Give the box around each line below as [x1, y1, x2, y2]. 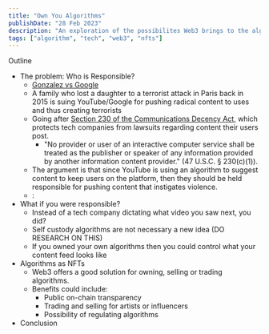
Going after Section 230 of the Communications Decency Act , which [31, 114, 259, 124]
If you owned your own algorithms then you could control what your [31, 242, 256, 252]
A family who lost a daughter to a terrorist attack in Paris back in [31, 89, 244, 99]
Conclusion [19, 318, 58, 328]
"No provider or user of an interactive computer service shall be [43, 139, 255, 149]
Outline [8, 56, 32, 66]
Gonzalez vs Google [31, 80, 98, 90]
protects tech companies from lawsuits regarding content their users [31, 123, 259, 132]
